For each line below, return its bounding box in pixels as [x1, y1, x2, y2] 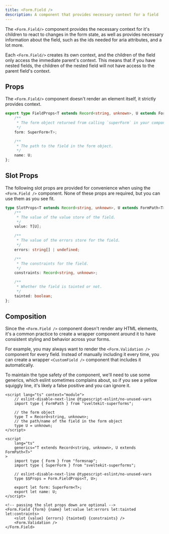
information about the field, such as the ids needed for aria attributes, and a [5, 36, 162, 43]
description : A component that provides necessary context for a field [5, 12, 158, 17]
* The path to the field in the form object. [16, 143, 114, 149]
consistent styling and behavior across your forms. [5, 336, 111, 342]
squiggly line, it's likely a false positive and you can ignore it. [5, 383, 131, 389]
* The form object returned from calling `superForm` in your [16, 121, 150, 126]
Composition [5, 312, 47, 321]
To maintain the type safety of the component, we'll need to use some [5, 372, 150, 378]
